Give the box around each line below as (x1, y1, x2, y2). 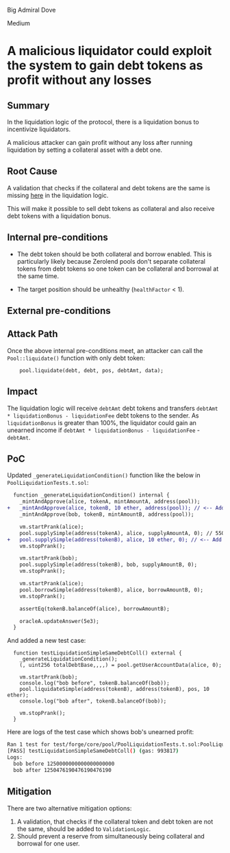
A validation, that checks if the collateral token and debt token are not (16, 817, 214, 826)
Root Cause (7, 166, 58, 177)
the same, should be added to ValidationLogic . (16, 824, 151, 833)
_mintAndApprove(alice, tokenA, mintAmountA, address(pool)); (19, 498, 201, 505)
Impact (7, 386, 38, 398)
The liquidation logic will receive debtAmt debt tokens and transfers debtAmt (7, 404, 218, 412)
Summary (7, 100, 50, 111)
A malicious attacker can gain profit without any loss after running (7, 139, 193, 146)
